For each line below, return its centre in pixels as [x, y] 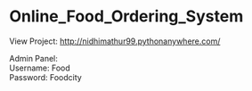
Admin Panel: [33, 58]
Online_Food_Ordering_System [126, 17]
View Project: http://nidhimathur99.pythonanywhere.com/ [115, 41]
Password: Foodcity [45, 77]
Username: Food [40, 68]
